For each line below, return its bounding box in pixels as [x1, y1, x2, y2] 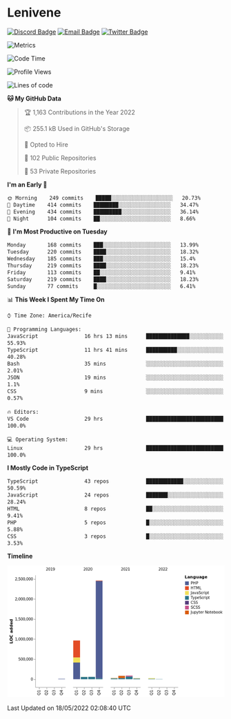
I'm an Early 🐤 [7, 180, 48, 189]
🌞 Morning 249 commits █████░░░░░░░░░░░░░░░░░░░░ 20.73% [7, 194, 201, 201]
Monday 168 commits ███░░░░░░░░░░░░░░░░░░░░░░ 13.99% [7, 241, 199, 249]
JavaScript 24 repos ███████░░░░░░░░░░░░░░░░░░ [7, 491, 224, 499]
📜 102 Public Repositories [23, 154, 97, 162]
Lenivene [7, 5, 61, 21]
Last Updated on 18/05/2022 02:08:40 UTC [7, 704, 131, 712]
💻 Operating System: [7, 436, 69, 443]
